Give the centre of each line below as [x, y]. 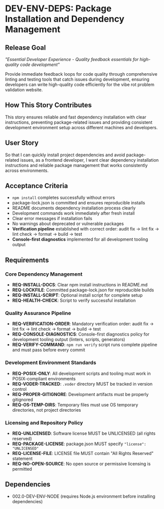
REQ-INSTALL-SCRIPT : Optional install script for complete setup [77, 295]
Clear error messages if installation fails [52, 219]
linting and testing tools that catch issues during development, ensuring [77, 79]
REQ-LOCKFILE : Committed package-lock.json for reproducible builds [83, 290]
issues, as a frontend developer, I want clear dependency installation [90, 160]
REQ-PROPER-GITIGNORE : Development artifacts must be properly [80, 394]
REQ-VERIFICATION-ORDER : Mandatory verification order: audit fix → [83, 324]
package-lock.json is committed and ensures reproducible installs [79, 203]
